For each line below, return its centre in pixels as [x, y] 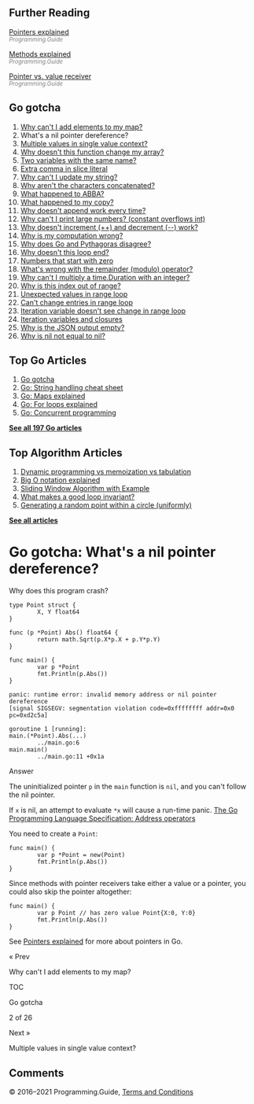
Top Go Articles [48, 361]
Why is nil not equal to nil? [63, 336]
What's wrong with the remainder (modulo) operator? [107, 269]
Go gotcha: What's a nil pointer [112, 552]
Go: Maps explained [53, 396]
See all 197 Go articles [46, 428]
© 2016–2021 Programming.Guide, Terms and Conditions [101, 1092]
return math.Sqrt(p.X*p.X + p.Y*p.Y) [99, 640]
